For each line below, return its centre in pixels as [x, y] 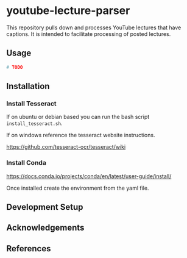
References [29, 249]
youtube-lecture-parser [68, 11]
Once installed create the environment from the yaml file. [78, 188]
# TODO [15, 67]
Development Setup [45, 207]
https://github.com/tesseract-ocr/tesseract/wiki [66, 147]
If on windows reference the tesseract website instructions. [81, 135]
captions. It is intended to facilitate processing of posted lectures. [89, 34]
